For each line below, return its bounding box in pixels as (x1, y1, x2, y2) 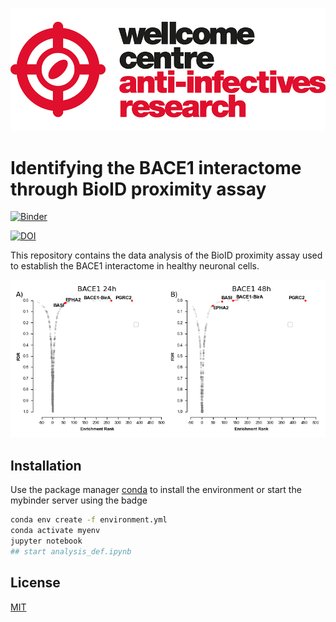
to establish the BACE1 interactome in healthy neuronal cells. (10, 260, 260, 272)
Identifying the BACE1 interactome (10, 156, 302, 179)
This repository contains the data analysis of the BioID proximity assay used (10, 249, 323, 262)
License (10, 574, 61, 592)
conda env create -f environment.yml (10, 515, 168, 525)
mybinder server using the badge (10, 494, 148, 507)
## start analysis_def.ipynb (10, 546, 132, 557)
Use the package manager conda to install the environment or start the (10, 484, 302, 496)
